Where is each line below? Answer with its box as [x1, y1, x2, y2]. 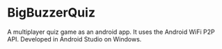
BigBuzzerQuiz [7, 5, 96, 21]
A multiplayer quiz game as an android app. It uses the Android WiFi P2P [7, 28, 215, 36]
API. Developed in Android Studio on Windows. [7, 35, 142, 43]
